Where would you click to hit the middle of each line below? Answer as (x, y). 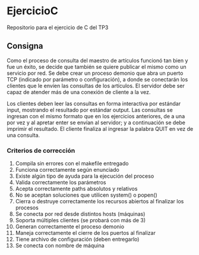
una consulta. (23, 135)
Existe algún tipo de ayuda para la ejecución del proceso (85, 176)
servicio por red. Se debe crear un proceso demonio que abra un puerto (95, 73)
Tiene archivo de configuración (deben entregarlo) (77, 240)
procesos (27, 208)
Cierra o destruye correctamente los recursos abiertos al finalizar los (99, 202)
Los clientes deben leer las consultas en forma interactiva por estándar (94, 103)
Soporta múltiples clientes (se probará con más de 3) (80, 221)
